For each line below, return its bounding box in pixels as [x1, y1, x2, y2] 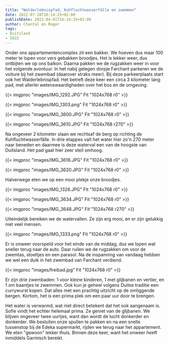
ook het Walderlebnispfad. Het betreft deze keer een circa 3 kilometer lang [5, 76, 160, 83]
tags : [5, 26, 17, 31]
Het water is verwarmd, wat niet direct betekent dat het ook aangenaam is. [5, 302, 160, 309]
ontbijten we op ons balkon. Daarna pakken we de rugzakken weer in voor [5, 60, 160, 66]
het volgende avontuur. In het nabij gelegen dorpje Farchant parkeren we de [5, 65, 163, 71]
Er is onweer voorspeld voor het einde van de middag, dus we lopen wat [5, 241, 156, 247]
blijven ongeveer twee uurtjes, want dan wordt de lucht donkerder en [5, 313, 149, 319]
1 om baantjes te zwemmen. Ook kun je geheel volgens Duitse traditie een [5, 282, 159, 288]
